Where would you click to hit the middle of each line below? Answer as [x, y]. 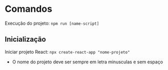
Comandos [28, 9]
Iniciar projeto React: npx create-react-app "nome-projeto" [67, 51]
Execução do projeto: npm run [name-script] [52, 23]
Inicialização [26, 39]
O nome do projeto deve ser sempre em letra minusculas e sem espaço [88, 62]
